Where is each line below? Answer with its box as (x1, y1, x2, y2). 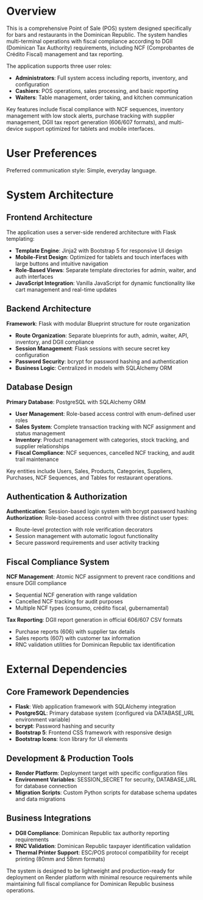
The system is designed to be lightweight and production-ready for (6, 867, 175, 874)
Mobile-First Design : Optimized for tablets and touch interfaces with (15, 253, 188, 260)
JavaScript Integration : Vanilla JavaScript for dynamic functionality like (15, 279, 195, 287)
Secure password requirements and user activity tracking (15, 539, 160, 547)
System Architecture (6, 188, 114, 202)
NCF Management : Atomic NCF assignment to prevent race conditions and (6, 573, 195, 580)
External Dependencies (6, 662, 127, 676)
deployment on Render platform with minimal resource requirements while (6, 873, 193, 881)
